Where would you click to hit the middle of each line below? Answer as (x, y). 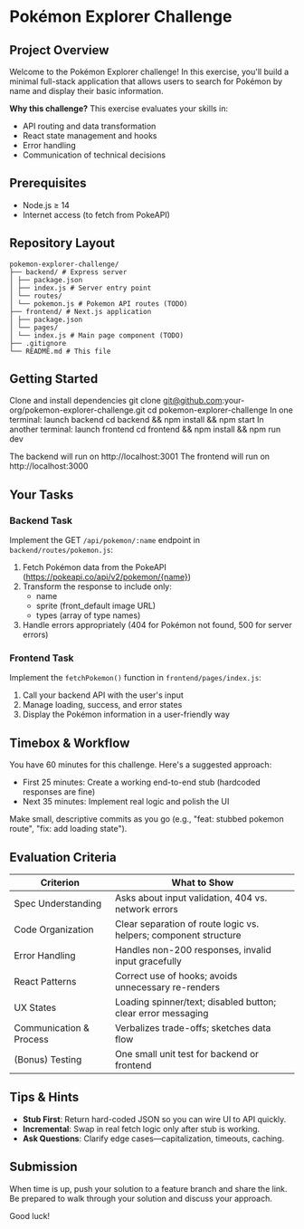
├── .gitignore (38, 343)
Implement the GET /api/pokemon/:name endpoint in (105, 540)
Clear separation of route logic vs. (187, 924)
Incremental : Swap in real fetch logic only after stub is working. (141, 1129)
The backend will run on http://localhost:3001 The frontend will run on (139, 457)
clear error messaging (161, 1014)
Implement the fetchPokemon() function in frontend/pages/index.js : (136, 678)
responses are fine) (59, 792)
